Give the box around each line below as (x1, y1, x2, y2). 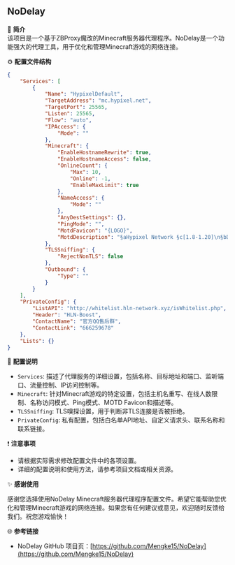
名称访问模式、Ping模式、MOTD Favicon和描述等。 (29, 398, 178, 407)
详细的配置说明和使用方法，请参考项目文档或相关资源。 (17, 465, 177, 474)
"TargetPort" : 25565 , (44, 104, 108, 111)
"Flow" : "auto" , (44, 117, 92, 124)
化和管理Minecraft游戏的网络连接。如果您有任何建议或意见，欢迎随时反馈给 (7, 504, 225, 512)
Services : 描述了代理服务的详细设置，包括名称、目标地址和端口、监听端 (17, 372, 225, 381)
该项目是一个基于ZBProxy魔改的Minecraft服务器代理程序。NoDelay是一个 (7, 34, 219, 42)
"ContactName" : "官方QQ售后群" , (32, 318, 121, 325)
